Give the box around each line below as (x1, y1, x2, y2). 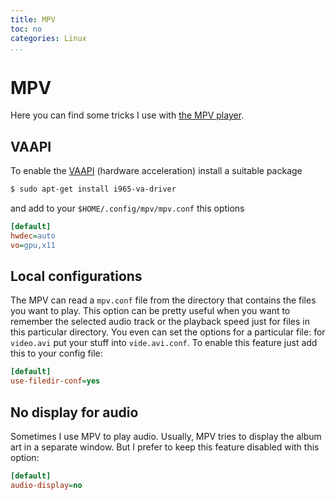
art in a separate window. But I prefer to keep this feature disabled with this (10, 441, 320, 453)
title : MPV (10, 14, 56, 25)
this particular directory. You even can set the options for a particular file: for (10, 326, 326, 338)
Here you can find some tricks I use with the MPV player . (10, 109, 245, 121)
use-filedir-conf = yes (10, 376, 101, 386)
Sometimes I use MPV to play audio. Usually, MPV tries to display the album (10, 431, 322, 442)
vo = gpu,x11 (10, 240, 56, 250)
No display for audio (10, 404, 139, 421)
